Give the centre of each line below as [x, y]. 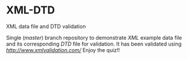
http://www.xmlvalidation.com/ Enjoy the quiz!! [63, 50]
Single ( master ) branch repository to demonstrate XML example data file [94, 37]
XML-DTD [31, 10]
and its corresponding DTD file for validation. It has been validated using [94, 44]
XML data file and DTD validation [46, 26]
